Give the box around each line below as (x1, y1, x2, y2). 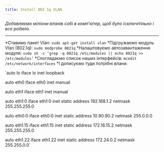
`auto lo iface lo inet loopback (5, 70, 65, 76)
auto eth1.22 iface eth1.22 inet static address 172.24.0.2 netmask (5, 137, 135, 143)
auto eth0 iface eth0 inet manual (5, 79, 71, 85)
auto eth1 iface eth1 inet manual (5, 89, 68, 95)
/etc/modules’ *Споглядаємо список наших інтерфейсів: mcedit (5, 55, 137, 61)
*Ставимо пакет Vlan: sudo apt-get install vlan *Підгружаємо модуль (5, 39, 154, 45)
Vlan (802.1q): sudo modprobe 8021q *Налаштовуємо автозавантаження (5, 45, 150, 51)
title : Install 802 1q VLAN (5, 7, 62, 12)
